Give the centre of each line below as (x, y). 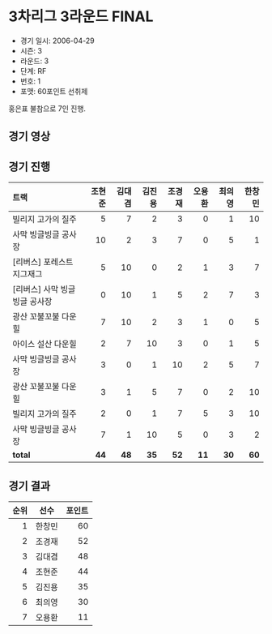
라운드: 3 (34, 61)
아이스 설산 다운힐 (45, 344)
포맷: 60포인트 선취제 (54, 91)
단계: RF (33, 71)
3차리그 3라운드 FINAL (81, 17)
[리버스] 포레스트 (43, 262)
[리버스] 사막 (36, 289)
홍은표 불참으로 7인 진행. (47, 108)
